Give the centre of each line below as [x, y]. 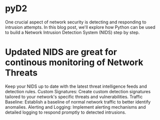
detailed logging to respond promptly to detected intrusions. [66, 112]
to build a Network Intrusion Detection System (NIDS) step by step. [72, 32]
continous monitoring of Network [74, 63]
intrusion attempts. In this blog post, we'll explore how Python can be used [80, 27]
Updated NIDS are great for [61, 52]
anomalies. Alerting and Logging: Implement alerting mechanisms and [75, 107]
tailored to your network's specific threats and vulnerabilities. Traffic [74, 97]
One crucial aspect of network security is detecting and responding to [76, 22]
